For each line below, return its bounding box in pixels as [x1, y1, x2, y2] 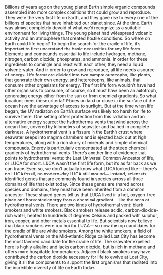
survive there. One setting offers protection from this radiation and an [5, 114, 145, 119]
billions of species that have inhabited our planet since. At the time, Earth [5, 20, 153, 25]
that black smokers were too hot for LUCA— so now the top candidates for [5, 223, 156, 228]
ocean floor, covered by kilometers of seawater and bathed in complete [5, 124, 149, 129]
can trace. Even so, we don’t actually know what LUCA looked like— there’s [5, 166, 157, 171]
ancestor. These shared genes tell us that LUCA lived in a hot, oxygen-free [5, 192, 156, 198]
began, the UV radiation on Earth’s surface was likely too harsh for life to [5, 108, 151, 114]
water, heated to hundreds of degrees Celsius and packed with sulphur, [14, 213, 158, 218]
